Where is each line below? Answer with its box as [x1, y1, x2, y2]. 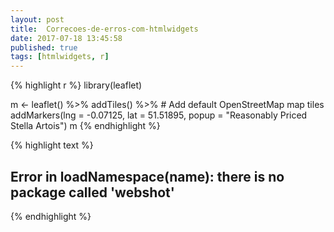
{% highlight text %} [10, 139, 94, 151]
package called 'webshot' [10, 184, 175, 201]
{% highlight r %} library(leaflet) [10, 79, 143, 91]
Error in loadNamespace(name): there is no [10, 168, 285, 185]
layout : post [10, 14, 65, 25]
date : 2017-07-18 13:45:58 [10, 33, 123, 43]
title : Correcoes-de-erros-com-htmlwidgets [10, 24, 199, 34]
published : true [10, 42, 78, 53]
